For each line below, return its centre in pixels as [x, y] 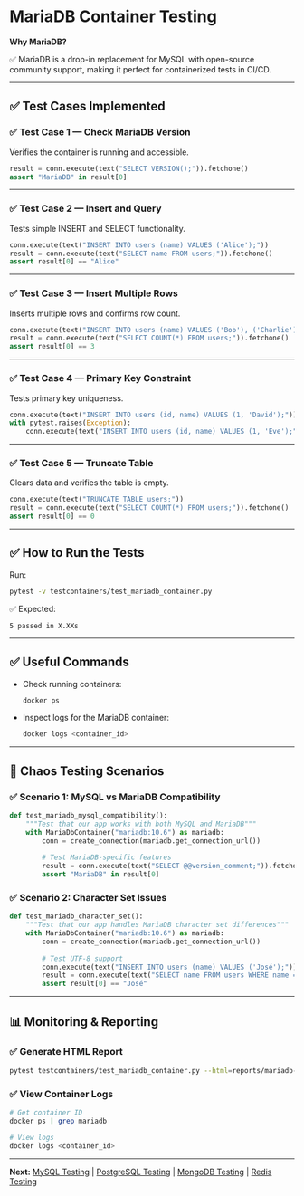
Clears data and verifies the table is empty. [89, 483]
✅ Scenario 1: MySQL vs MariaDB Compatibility [115, 797]
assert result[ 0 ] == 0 [52, 517]
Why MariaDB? [38, 42]
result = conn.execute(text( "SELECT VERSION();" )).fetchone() [129, 168]
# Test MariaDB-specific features [107, 857]
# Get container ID [46, 1113]
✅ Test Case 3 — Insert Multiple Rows [94, 293]
